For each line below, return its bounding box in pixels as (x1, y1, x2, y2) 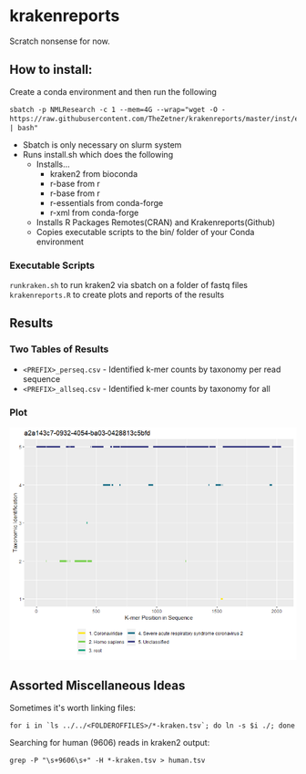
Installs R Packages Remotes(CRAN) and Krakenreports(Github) (36, 216, 276, 228)
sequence (22, 373, 61, 384)
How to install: (9, 62, 93, 77)
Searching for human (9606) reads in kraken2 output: (9, 737, 210, 748)
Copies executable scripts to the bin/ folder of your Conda (36, 226, 255, 237)
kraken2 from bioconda (49, 168, 138, 179)
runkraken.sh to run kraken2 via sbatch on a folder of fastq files (9, 280, 249, 291)
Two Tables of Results (9, 343, 109, 356)
